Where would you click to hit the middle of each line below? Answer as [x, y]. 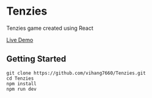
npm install [21, 83]
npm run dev [21, 89]
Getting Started [36, 59]
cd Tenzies [20, 78]
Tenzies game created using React [50, 28]
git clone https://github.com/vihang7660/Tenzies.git [76, 73]
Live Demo [20, 40]
